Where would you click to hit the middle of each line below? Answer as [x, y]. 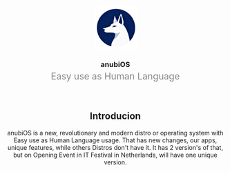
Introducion [115, 116]
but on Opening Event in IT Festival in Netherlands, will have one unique [115, 155]
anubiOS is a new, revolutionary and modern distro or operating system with [115, 133]
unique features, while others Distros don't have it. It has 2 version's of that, [115, 147]
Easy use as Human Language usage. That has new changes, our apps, [115, 140]
